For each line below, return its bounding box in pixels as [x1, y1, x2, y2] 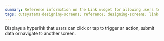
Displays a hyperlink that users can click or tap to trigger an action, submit [5, 25, 155, 31]
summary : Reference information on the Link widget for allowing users [5, 7, 154, 12]
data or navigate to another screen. [5, 30, 76, 36]
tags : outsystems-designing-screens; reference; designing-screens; [5, 12, 147, 17]
